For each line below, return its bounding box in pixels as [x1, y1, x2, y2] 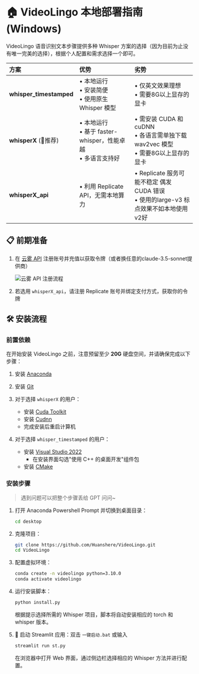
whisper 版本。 [14, 618, 52, 625]
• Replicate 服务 [134, 168, 179, 177]
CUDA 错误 [134, 186, 165, 195]
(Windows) [6, 22, 62, 36]
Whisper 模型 [79, 103, 117, 112]
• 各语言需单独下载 [134, 131, 187, 139]
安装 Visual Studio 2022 [23, 449, 82, 456]
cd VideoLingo [14, 547, 50, 554]
